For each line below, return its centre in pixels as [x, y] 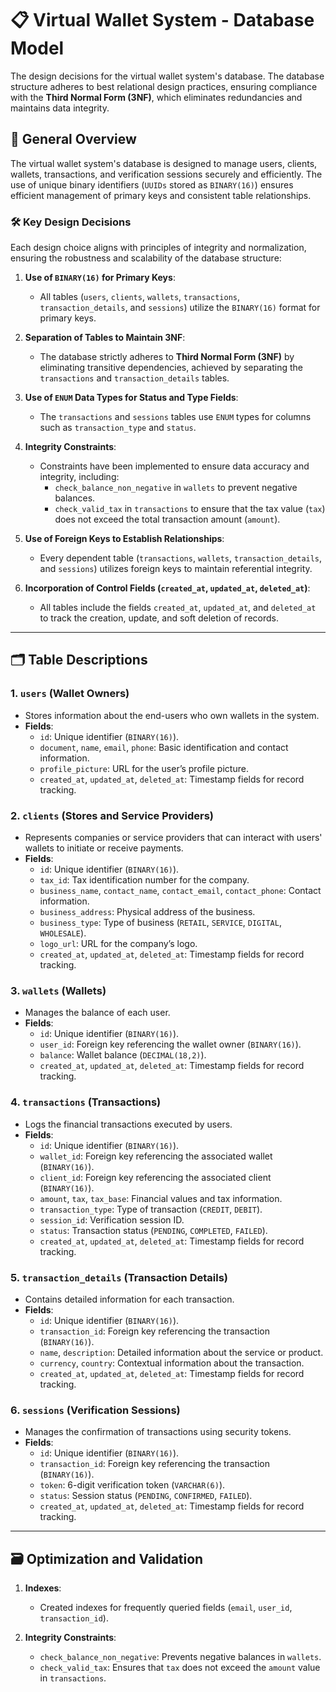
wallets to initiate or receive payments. [104, 848]
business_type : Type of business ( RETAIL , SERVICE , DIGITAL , [160, 923]
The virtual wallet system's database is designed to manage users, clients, [164, 163]
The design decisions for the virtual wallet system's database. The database [167, 76]
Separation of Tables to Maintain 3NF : [105, 338]
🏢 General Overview [73, 139]
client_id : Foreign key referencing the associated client [155, 1177]
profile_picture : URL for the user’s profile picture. [144, 768]
